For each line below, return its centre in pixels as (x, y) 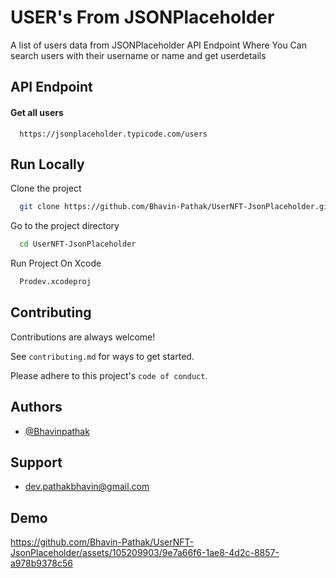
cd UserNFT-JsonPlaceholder (78, 244)
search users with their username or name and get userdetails (138, 55)
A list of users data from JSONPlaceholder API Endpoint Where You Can (158, 45)
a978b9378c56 (41, 563)
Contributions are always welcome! (83, 337)
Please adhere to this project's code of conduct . (109, 375)
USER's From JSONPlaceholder (142, 17)
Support (36, 462)
